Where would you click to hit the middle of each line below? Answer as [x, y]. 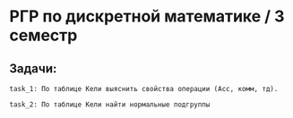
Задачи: [33, 68]
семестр [43, 35]
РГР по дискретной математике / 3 [147, 17]
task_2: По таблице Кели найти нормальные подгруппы [110, 105]
